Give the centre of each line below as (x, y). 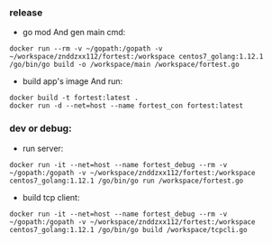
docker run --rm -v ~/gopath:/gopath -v (86, 49)
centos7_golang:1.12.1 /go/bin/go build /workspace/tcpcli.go (128, 229)
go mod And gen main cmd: (74, 33)
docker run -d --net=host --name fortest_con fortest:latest (127, 106)
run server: (43, 148)
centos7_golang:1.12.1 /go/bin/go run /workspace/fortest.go (127, 181)
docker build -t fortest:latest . (74, 98)
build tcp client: (51, 197)
